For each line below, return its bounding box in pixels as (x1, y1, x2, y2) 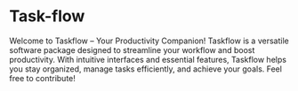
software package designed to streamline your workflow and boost (9, 44, 255, 55)
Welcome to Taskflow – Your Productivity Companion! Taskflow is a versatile (9, 35, 289, 46)
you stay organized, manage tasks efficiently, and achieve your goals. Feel (9, 64, 283, 74)
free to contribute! (9, 72, 76, 83)
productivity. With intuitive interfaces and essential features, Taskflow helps (9, 54, 287, 64)
